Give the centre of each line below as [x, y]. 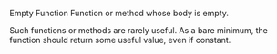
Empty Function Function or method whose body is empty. [119, 13]
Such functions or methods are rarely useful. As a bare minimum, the [139, 30]
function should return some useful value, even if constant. [120, 40]
